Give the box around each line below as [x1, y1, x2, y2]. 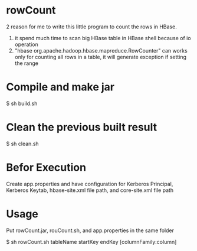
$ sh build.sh [6, 100, 38, 107]
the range [14, 60, 38, 67]
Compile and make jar [6, 80, 115, 94]
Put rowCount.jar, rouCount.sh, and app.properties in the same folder [6, 227, 175, 234]
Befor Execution [6, 161, 87, 174]
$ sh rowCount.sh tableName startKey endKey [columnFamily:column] [6, 238, 177, 245]
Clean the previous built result [6, 120, 157, 134]
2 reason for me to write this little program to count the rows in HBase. [6, 23, 177, 30]
